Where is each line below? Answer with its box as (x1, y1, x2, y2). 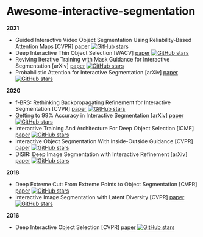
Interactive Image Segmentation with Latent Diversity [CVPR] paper (15, 193, 185, 200)
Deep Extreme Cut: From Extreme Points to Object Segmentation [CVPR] (15, 180, 198, 188)
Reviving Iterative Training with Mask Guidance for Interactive (15, 55, 170, 63)
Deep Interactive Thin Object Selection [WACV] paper (15, 49, 151, 56)
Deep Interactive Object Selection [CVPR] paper (15, 224, 136, 231)
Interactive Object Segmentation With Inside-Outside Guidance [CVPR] (15, 137, 193, 144)
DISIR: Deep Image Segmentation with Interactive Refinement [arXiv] (15, 150, 188, 158)
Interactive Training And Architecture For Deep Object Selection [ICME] (15, 124, 194, 132)
